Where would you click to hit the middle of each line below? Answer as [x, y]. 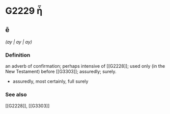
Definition [18, 55]
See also [16, 95]
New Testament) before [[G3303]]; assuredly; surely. [61, 72]
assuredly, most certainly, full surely [50, 81]
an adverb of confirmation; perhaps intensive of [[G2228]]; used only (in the [85, 66]
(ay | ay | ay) [19, 42]
